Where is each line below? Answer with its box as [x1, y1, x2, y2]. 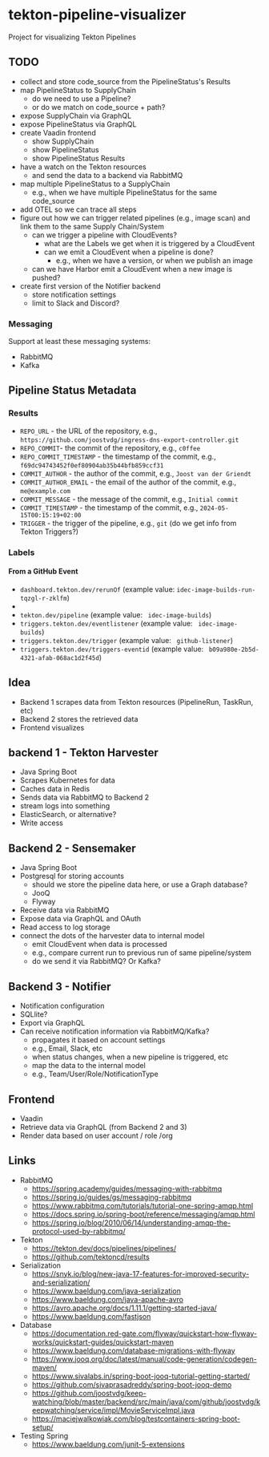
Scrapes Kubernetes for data [19, 775, 116, 785]
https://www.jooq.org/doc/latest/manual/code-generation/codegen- [31, 1354, 258, 1364]
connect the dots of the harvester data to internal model [19, 931, 205, 941]
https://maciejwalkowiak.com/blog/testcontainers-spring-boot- [31, 1414, 241, 1423]
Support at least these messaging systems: [8, 337, 151, 346]
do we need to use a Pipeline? [31, 94, 131, 103]
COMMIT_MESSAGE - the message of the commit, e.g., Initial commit [19, 494, 239, 504]
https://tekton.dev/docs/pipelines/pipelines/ [31, 1243, 177, 1253]
